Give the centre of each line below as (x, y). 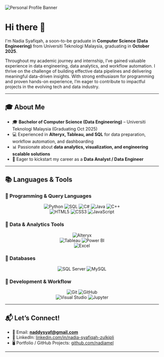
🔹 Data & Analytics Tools (35, 224)
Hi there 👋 (25, 27)
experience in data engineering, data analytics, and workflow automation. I (80, 66)
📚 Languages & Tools (39, 180)
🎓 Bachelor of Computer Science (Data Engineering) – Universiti (79, 122)
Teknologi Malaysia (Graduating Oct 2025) (55, 129)
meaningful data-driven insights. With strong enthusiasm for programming (80, 76)
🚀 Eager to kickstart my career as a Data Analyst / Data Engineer (78, 159)
